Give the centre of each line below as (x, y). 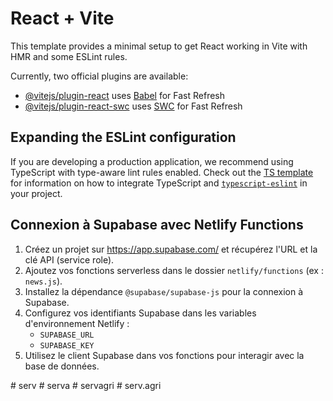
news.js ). (43, 281)
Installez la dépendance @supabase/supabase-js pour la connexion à (164, 291)
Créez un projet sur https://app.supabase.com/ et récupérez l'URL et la (171, 249)
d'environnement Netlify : (77, 323)
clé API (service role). (69, 259)
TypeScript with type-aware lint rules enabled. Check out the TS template (162, 172)
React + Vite (62, 18)
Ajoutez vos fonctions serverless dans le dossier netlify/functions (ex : (174, 270)
